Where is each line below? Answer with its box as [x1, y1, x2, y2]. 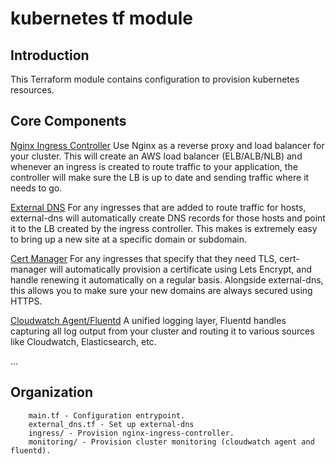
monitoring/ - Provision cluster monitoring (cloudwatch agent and [28, 437, 315, 447]
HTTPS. [10, 295, 43, 307]
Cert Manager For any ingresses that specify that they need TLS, [10, 252, 278, 264]
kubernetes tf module [10, 7, 193, 30]
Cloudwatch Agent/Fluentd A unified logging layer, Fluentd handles [10, 314, 287, 326]
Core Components [10, 113, 127, 130]
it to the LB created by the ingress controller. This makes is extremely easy [10, 222, 318, 234]
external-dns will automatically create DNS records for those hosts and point [10, 212, 326, 224]
